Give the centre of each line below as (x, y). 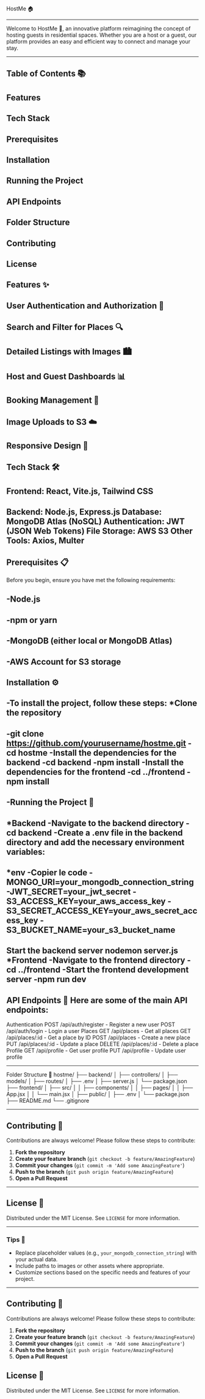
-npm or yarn (32, 620)
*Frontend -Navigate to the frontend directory (96, 961)
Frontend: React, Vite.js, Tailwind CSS (80, 491)
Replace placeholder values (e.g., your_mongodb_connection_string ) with (106, 1253)
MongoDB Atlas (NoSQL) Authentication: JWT (95, 522)
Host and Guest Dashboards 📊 (66, 376)
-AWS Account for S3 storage (64, 662)
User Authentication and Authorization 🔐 (85, 306)
